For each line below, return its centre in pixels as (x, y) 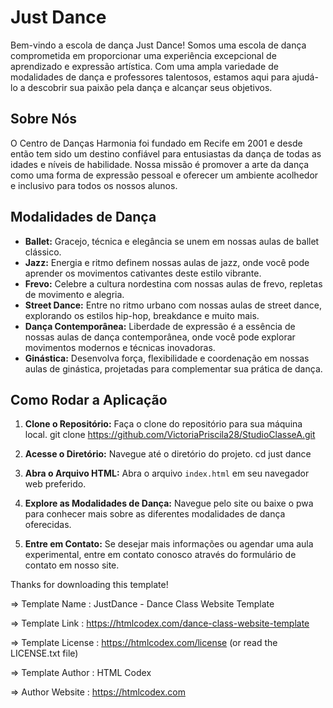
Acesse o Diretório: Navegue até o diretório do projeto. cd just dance (168, 454)
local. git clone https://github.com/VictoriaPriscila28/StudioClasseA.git (170, 435)
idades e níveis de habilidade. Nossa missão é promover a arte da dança (160, 164)
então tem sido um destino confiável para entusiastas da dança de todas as (166, 153)
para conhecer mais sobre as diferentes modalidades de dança (155, 514)
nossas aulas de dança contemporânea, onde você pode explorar (160, 337)
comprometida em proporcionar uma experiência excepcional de (143, 55)
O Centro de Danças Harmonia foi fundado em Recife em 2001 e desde (156, 143)
